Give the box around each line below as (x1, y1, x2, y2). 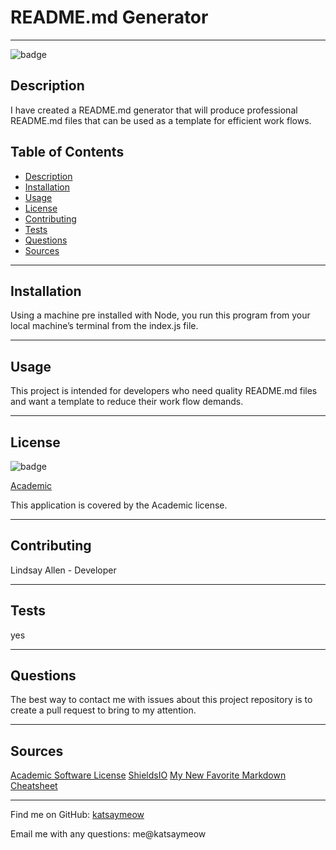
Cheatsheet (10, 780, 58, 792)
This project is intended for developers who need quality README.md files (10, 385, 318, 397)
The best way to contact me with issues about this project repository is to (10, 694, 313, 706)
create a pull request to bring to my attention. (10, 704, 197, 716)
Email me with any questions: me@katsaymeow (10, 828, 207, 840)
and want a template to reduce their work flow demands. (10, 396, 244, 408)
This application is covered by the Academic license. (10, 499, 228, 511)
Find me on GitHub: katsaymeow (10, 809, 145, 821)
